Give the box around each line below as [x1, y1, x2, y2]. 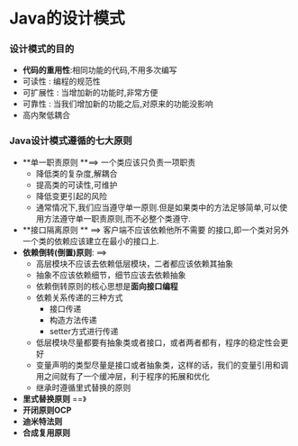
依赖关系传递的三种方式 [35, 292, 123, 303]
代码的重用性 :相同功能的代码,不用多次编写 [22, 65, 177, 76]
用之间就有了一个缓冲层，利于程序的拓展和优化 [35, 370, 210, 381]
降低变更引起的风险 [35, 190, 108, 201]
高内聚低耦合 [22, 110, 70, 121]
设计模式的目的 [9, 42, 75, 55]
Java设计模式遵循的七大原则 [9, 134, 132, 147]
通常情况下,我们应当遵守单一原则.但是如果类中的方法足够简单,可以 [35, 202, 280, 213]
